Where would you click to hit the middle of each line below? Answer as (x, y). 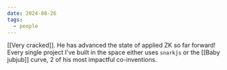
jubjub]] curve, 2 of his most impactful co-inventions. (82, 60)
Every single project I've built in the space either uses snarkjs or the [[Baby (114, 52)
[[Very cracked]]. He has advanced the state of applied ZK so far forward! (111, 46)
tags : (15, 20)
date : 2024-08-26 (32, 13)
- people (26, 26)
